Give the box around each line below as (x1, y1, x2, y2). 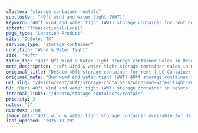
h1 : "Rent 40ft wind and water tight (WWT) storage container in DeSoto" (6, 85, 192, 91)
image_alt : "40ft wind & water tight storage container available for (6, 112, 183, 118)
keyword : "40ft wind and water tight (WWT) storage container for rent (6, 19, 186, 25)
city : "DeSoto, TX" (6, 36, 54, 42)
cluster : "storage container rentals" (6, 8, 101, 15)
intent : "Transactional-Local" (6, 25, 83, 31)
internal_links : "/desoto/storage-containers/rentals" (6, 91, 144, 97)
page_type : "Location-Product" (6, 31, 83, 36)
